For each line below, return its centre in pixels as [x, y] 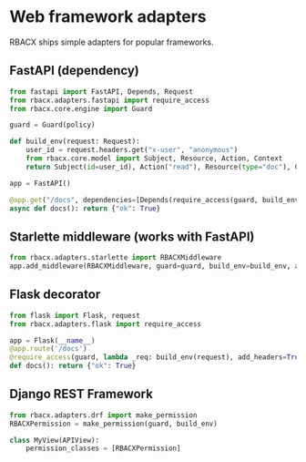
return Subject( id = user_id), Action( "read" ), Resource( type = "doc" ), [158, 167]
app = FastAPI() [40, 183]
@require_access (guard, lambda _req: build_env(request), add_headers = [148, 357]
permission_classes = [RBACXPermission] [103, 448]
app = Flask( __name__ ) [52, 340]
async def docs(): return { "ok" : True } [85, 208]
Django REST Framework [81, 394]
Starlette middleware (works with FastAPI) [132, 236]
